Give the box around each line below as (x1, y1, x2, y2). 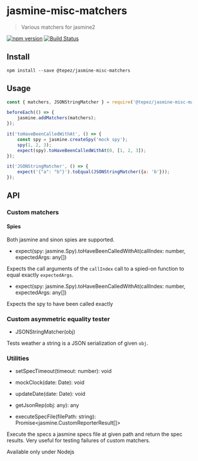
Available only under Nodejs (6, 448, 75, 456)
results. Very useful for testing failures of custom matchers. (6, 437, 150, 444)
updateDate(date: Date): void (15, 391, 86, 398)
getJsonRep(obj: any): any (15, 402, 79, 409)
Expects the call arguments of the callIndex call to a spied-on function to (6, 265, 184, 272)
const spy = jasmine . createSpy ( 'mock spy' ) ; (17, 136, 128, 142)
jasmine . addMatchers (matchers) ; (17, 115, 96, 121)
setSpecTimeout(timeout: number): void (15, 368, 112, 375)
